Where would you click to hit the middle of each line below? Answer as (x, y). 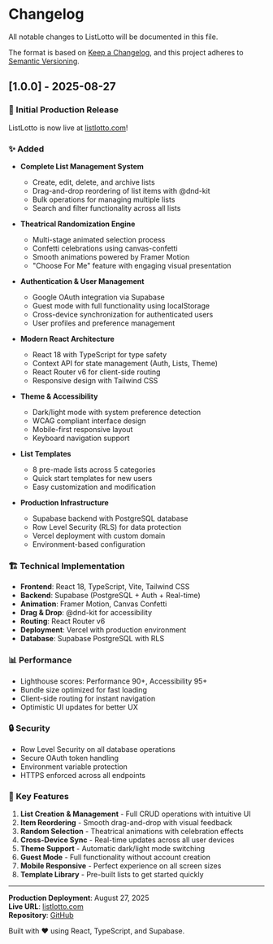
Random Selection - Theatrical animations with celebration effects (132, 832)
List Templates (45, 453)
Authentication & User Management (82, 281)
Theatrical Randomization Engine (78, 224)
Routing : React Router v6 (63, 621)
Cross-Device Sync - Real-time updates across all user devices (127, 840)
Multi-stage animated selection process (99, 239)
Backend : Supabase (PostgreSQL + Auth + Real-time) (110, 596)
